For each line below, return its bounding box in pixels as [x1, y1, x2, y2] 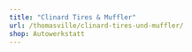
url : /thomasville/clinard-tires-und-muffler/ [9, 21, 184, 30]
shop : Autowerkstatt [9, 29, 86, 38]
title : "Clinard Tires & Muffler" [9, 12, 137, 22]
